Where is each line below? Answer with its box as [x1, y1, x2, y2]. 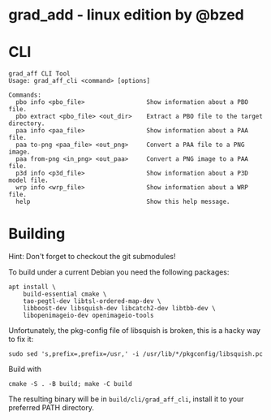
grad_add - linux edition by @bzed [8, 6, 245, 24]
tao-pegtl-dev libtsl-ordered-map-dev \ [23, 297, 161, 305]
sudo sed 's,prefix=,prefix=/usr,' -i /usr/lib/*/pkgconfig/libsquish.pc [8, 350, 264, 358]
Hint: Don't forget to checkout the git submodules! [8, 252, 176, 262]
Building [8, 225, 66, 243]
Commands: [8, 91, 42, 99]
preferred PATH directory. [8, 403, 95, 413]
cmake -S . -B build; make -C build [8, 380, 132, 388]
